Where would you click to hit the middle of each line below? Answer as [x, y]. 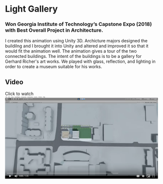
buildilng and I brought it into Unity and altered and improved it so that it [77, 46]
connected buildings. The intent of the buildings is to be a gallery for [73, 56]
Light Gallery [32, 9]
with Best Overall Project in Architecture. [54, 30]
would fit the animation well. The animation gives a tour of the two [71, 51]
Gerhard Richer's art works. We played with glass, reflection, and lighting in [80, 61]
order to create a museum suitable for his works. [54, 67]
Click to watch [19, 94]
